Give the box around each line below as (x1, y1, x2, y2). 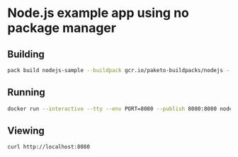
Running (7, 86, 46, 98)
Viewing (7, 124, 45, 136)
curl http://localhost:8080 (7, 144, 91, 151)
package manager (7, 20, 117, 36)
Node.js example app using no (7, 5, 190, 21)
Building (7, 48, 45, 60)
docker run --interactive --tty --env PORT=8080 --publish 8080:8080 (7, 105, 217, 112)
